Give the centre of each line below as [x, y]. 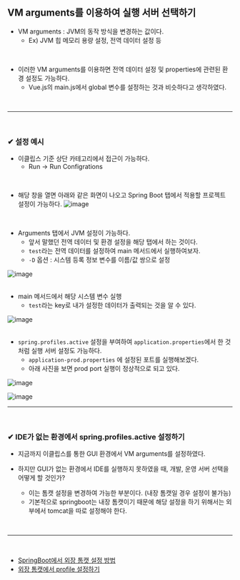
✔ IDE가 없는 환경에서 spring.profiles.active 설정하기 [96, 437]
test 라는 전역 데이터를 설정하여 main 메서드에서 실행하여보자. [114, 251]
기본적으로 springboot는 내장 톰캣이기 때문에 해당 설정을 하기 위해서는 [126, 502]
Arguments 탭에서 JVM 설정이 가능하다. [74, 233]
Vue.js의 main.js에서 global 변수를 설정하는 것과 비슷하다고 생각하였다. [127, 87]
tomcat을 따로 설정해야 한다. [87, 511]
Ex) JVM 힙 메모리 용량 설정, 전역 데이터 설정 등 [95, 40]
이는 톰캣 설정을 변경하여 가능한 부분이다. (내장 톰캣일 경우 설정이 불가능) [130, 493]
